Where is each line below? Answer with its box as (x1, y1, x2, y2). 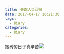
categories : (5, 25, 29, 30)
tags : (5, 16, 16, 21)
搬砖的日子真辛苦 (5, 44, 39, 49)
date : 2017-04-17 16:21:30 (5, 12, 60, 17)
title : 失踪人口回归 (5, 7, 42, 12)
